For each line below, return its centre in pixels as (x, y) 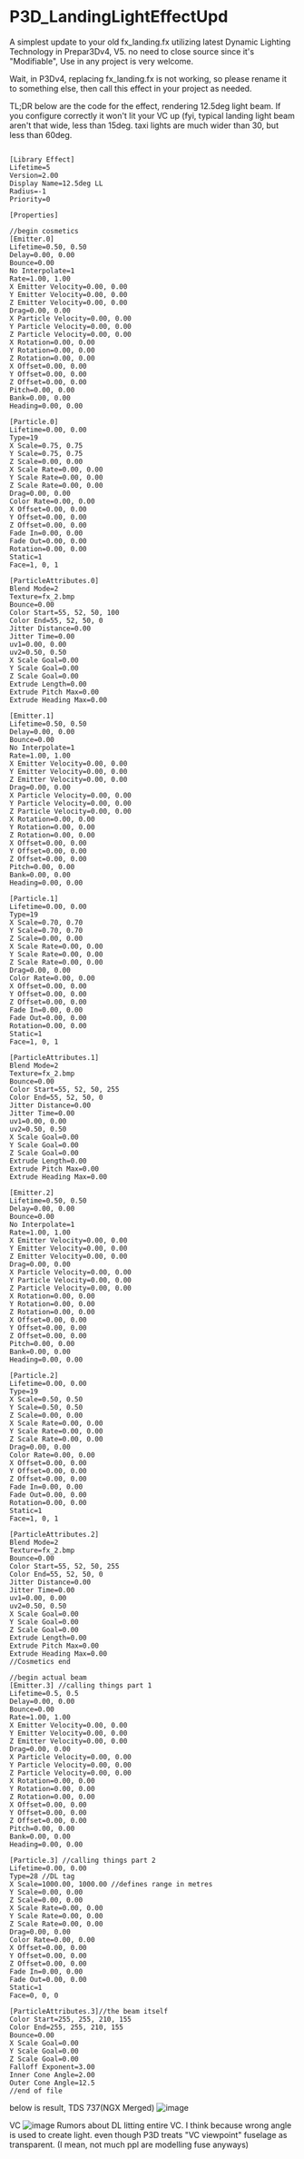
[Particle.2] (34, 1375)
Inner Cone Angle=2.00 (52, 2075)
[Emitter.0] (32, 239)
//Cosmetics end (40, 1661)
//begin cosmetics (44, 231)
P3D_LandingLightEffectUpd (119, 17)
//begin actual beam (49, 1678)
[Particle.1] (34, 898)
